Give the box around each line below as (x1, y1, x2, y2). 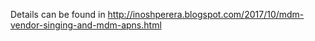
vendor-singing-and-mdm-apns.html (10, 19, 162, 31)
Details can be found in (10, 9, 106, 20)
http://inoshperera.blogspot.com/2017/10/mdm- (107, 9, 305, 20)
